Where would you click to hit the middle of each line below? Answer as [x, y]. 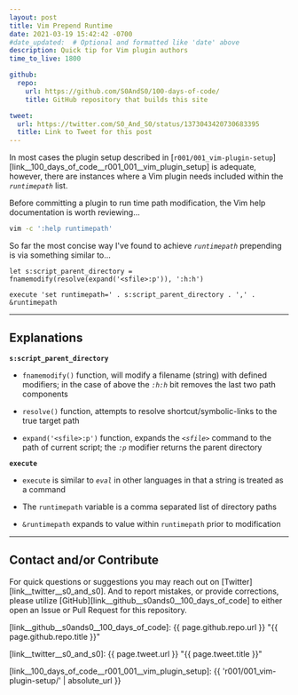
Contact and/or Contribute [84, 560]
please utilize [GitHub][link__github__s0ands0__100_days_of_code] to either [146, 600]
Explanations [46, 338]
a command [44, 489]
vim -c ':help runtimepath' [61, 229]
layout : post [33, 17]
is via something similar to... [60, 255]
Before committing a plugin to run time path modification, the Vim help [137, 203]
